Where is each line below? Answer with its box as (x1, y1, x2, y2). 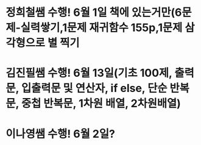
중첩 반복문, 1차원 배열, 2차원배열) (21, 97, 181, 110)
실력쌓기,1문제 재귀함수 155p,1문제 (20, 21, 183, 35)
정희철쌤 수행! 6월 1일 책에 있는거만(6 (5, 5, 182, 19)
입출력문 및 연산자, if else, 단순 (21, 82, 167, 95)
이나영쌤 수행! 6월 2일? (5, 127, 115, 141)
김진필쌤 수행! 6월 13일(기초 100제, (5, 66, 172, 80)
